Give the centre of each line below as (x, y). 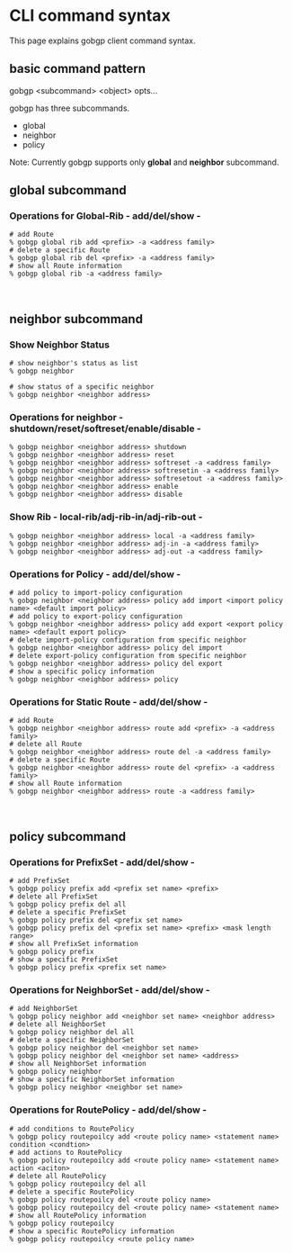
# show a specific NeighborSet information (92, 1080)
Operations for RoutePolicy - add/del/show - (108, 1110)
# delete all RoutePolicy (58, 1176)
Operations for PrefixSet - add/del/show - (102, 862)
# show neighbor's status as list (74, 364)
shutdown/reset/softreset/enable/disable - (106, 428)
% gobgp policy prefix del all (68, 905)
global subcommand (68, 190)
